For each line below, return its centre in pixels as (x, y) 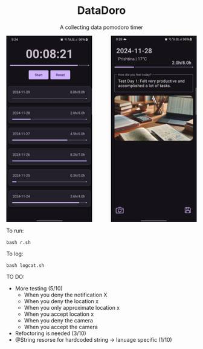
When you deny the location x (61, 301)
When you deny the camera (59, 321)
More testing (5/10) (39, 289)
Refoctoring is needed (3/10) (50, 333)
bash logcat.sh (25, 266)
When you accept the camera (61, 327)
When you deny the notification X (66, 295)
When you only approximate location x (72, 308)
